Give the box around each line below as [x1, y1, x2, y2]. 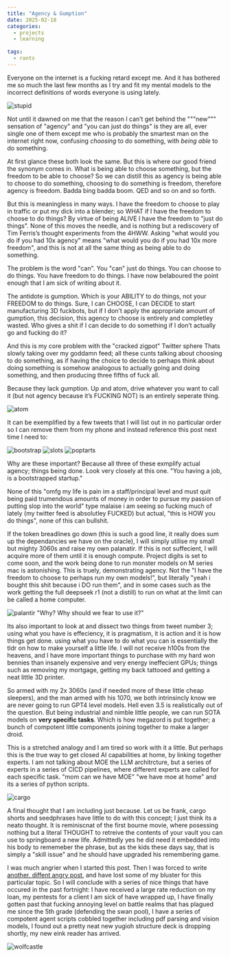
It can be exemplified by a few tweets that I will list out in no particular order [7, 418, 222, 426]
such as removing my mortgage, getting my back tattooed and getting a [7, 665, 211, 673]
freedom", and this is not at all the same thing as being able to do [7, 243, 191, 251]
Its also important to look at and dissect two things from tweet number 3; [7, 622, 214, 630]
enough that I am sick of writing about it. [7, 279, 122, 287]
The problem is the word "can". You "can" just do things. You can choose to [7, 264, 222, 272]
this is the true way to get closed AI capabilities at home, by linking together [7, 750, 222, 759]
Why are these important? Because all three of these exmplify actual [7, 459, 200, 468]
